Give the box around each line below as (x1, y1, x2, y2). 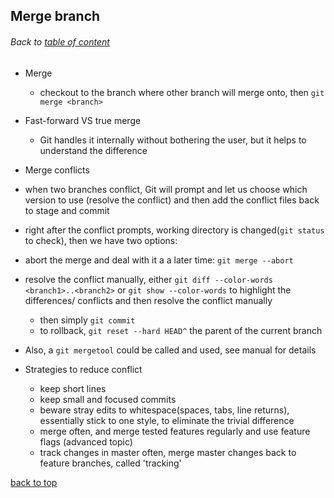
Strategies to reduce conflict (24, 363, 143, 375)
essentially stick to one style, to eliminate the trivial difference (39, 414, 295, 426)
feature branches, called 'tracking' (39, 457, 182, 469)
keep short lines (39, 382, 107, 394)
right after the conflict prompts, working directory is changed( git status (24, 224, 325, 236)
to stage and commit (24, 204, 110, 216)
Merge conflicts (24, 164, 90, 176)
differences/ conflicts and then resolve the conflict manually (24, 294, 273, 306)
